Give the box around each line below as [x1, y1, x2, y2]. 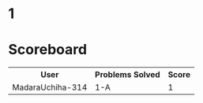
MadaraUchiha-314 [12, 82, 88, 93]
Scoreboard [8, 41, 88, 59]
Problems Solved [94, 69, 160, 80]
